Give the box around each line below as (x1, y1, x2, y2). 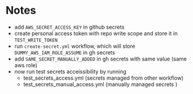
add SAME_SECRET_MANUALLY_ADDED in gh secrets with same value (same (14, 55, 187, 62)
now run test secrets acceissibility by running (14, 68, 126, 75)
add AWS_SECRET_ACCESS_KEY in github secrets (14, 23, 125, 31)
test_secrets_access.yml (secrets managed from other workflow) (23, 74, 184, 81)
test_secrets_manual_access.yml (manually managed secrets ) (23, 80, 178, 87)
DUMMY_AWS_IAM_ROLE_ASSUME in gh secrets (14, 48, 115, 56)
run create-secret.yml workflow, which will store (14, 43, 135, 50)
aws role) (14, 61, 38, 69)
